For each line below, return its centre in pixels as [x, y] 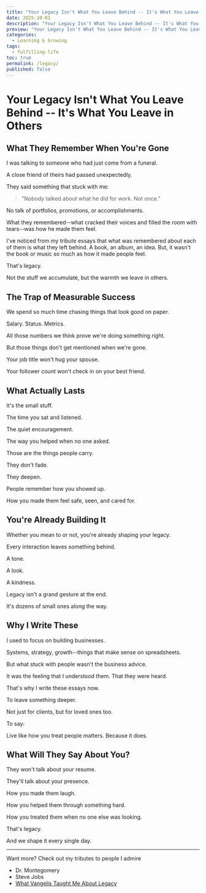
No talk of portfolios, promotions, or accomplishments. [75, 211]
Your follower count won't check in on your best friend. [76, 372]
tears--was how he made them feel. [51, 229]
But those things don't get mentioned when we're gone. [77, 348]
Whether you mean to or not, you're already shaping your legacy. [89, 534]
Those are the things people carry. [50, 453]
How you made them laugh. [41, 794]
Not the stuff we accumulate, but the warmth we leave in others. [87, 278]
